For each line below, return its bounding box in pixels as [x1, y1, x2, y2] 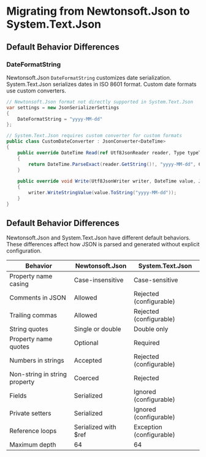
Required [134, 339, 160, 347]
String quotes [9, 325, 48, 333]
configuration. [6, 247, 42, 255]
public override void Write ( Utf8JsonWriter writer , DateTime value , [17, 178, 196, 184]
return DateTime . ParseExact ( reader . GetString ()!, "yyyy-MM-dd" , [28, 161, 196, 167]
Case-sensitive [134, 276, 178, 284]
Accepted [74, 357, 102, 365]
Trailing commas [9, 311, 57, 320]
